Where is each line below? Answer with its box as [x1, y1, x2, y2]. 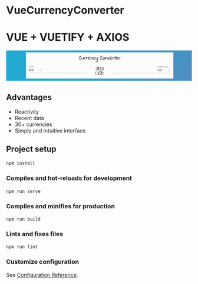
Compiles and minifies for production [6, 202, 115, 210]
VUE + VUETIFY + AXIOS [6, 31, 130, 44]
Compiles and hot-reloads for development [6, 174, 133, 182]
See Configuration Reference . [6, 271, 78, 278]
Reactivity [14, 108, 39, 115]
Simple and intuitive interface [14, 127, 86, 134]
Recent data [14, 114, 44, 121]
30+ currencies [14, 121, 52, 128]
